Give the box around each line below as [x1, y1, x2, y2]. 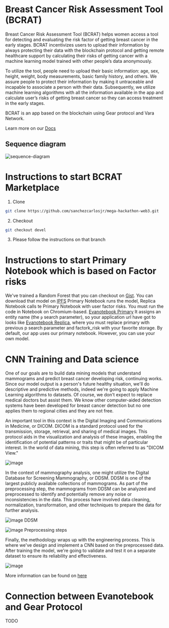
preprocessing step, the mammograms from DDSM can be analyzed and [5, 486, 156, 492]
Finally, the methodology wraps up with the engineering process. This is [5, 537, 155, 543]
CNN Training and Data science [5, 353, 139, 365]
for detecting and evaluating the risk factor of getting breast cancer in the [5, 36, 158, 43]
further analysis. [5, 507, 39, 513]
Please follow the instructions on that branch [12, 237, 106, 243]
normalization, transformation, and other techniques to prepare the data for [5, 502, 161, 508]
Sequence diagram [5, 140, 67, 149]
